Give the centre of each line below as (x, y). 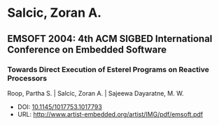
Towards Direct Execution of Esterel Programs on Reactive (108, 69)
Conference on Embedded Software (87, 49)
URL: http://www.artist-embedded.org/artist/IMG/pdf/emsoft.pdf (110, 114)
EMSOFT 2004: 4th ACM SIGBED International (110, 39)
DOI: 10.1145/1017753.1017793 (60, 107)
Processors (27, 78)
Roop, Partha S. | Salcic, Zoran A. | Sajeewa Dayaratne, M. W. (96, 93)
